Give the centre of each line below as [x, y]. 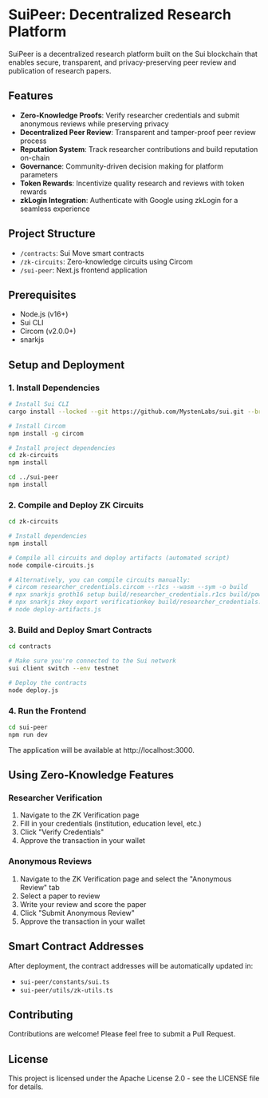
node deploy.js [33, 690]
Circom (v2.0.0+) [48, 331]
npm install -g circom [46, 433]
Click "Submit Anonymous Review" [77, 913]
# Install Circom [37, 426]
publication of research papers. [60, 70]
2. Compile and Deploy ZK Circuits [76, 505]
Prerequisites [42, 294]
